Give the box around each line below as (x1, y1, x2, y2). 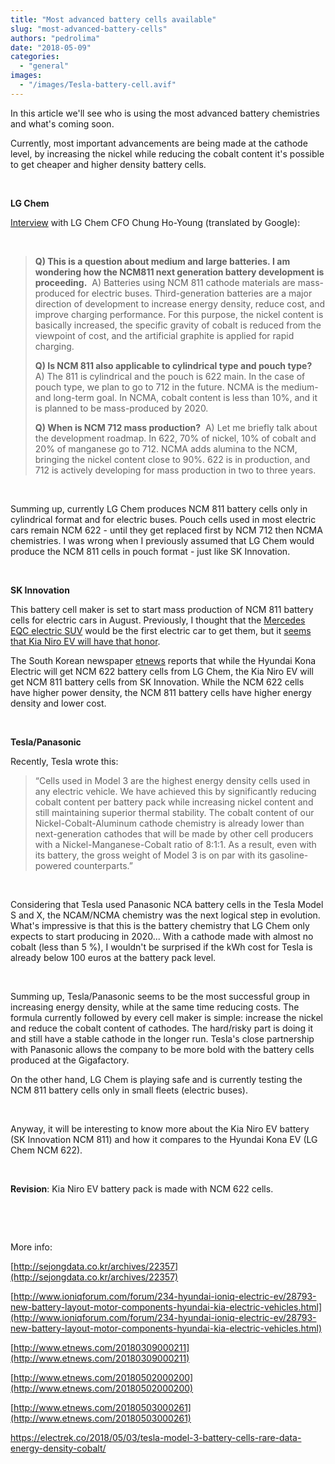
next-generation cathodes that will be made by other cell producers (34, 827, 314, 840)
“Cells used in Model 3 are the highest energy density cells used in (34, 774, 311, 786)
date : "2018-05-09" (10, 42, 92, 53)
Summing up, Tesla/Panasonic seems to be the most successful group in (10, 990, 311, 1002)
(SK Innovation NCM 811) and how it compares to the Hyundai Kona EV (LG (10, 1133, 318, 1145)
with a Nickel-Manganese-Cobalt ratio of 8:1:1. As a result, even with (34, 838, 317, 850)
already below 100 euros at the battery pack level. (10, 951, 217, 963)
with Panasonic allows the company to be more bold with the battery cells (10, 1043, 315, 1055)
